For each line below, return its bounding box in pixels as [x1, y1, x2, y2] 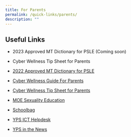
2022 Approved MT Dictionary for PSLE [12, 68, 94, 74]
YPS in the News [12, 126, 48, 132]
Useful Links [5, 35, 45, 44]
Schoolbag [12, 107, 35, 113]
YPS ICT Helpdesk [12, 116, 51, 123]
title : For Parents [5, 7, 46, 13]
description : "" [5, 17, 39, 22]
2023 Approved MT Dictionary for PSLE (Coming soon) [12, 49, 126, 55]
